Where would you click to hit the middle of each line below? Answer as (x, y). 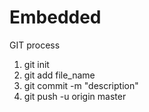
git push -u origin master (75, 96)
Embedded (55, 17)
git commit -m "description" (81, 85)
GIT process (35, 45)
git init (36, 64)
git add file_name (59, 75)
